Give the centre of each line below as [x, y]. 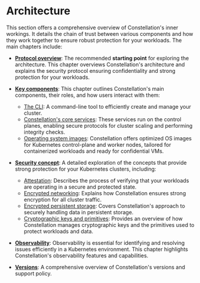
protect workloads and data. [59, 231]
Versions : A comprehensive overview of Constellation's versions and [100, 267]
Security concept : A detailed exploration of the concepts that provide [101, 162]
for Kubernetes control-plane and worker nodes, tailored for [97, 144]
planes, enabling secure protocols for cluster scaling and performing [108, 125]
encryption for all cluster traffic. [63, 199]
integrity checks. [44, 132]
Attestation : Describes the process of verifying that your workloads [106, 180]
